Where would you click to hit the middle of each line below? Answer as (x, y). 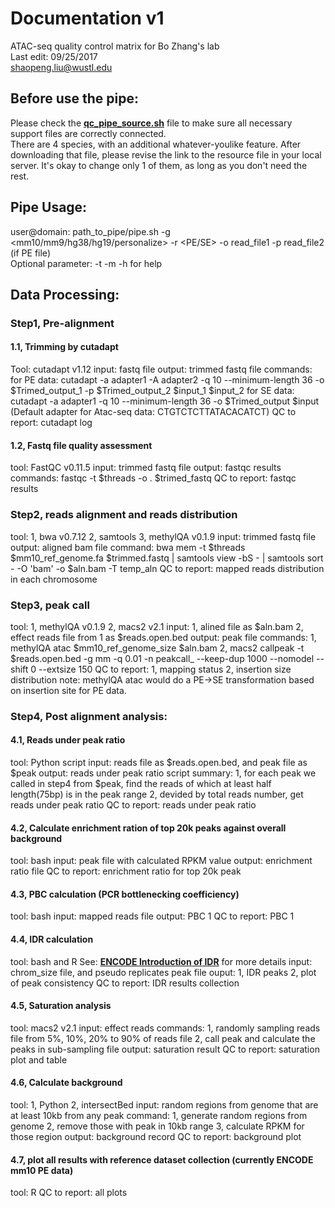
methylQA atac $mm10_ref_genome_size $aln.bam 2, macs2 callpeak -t (157, 648)
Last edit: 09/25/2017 (54, 56)
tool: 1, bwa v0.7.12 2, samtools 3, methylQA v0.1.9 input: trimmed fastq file (163, 536)
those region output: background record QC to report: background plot (156, 1137)
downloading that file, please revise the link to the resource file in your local (166, 154)
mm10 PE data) (42, 1170)
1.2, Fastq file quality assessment (81, 445)
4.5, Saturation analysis (61, 1006)
